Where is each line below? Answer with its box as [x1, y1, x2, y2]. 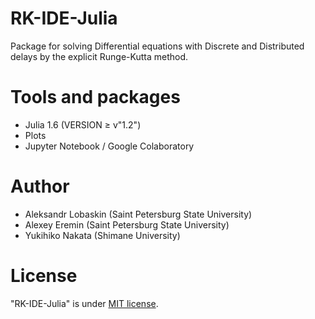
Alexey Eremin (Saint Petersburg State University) [24, 218, 230, 231]
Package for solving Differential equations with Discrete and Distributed [10, 40, 305, 52]
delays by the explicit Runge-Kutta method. [10, 50, 189, 62]
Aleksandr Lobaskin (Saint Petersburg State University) [24, 208, 253, 220]
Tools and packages [10, 86, 181, 109]
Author [10, 175, 70, 198]
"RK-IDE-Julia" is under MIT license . [10, 297, 159, 309]
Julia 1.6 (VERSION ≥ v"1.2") [24, 118, 142, 131]
